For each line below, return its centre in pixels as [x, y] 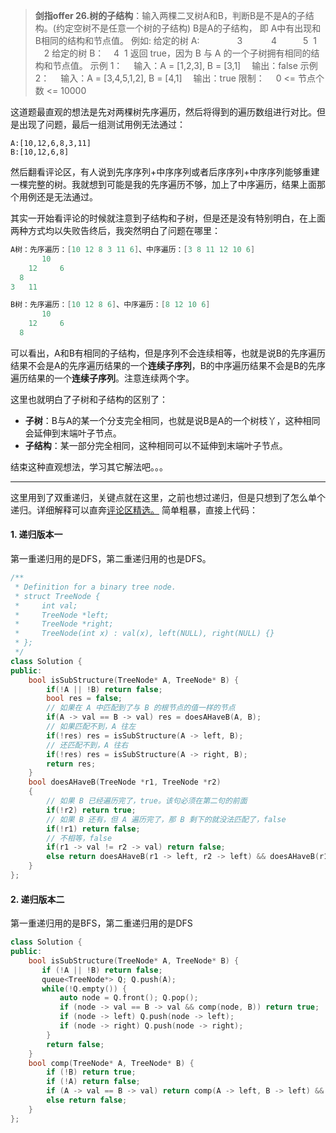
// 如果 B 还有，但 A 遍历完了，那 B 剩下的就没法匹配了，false [166, 819]
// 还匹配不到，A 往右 [87, 745]
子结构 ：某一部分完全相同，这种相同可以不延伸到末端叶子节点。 [156, 445]
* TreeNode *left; [62, 615]
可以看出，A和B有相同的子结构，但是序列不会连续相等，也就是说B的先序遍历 [168, 353]
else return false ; [87, 1100]
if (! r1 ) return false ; [93, 829]
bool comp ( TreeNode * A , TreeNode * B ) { [111, 1063]
